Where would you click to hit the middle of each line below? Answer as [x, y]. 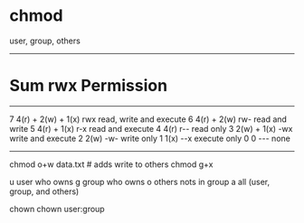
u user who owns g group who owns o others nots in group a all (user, [140, 181]
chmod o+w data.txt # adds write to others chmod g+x [111, 164]
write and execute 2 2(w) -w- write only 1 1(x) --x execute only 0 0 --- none [150, 138]
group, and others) [44, 191]
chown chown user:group [57, 209]
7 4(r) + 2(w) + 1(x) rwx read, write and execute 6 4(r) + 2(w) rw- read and [148, 119]
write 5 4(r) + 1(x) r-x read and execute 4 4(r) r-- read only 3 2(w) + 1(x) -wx [151, 128]
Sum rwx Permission [89, 86]
